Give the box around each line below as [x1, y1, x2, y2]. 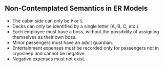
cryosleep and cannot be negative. [12, 50, 86, 56]
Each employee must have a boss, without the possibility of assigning [12, 28, 159, 35]
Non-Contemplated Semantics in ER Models [5, 4, 148, 13]
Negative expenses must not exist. [12, 56, 86, 62]
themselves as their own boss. [12, 34, 77, 40]
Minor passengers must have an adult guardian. [12, 39, 113, 46]
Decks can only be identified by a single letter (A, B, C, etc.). [12, 23, 140, 29]
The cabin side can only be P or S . [12, 17, 84, 24]
